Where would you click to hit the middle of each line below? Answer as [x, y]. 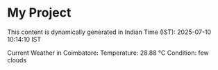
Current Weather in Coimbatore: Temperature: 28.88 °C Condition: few [108, 53]
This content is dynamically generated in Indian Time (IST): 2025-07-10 [109, 32]
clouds [17, 60]
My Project [39, 13]
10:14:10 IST [24, 39]
